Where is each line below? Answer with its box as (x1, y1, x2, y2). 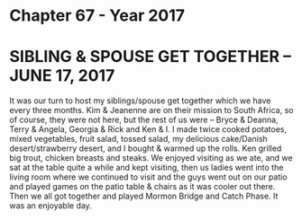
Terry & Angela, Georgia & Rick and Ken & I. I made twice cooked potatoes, (9, 124, 288, 135)
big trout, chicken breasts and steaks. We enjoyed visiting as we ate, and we (9, 153, 293, 163)
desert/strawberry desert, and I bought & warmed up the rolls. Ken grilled (9, 143, 282, 154)
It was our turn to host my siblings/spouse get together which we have (9, 95, 271, 106)
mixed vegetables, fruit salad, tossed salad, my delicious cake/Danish (9, 134, 268, 145)
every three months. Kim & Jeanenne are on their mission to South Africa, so (9, 105, 294, 116)
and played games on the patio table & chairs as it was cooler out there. (9, 181, 276, 192)
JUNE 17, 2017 (9, 66, 115, 86)
